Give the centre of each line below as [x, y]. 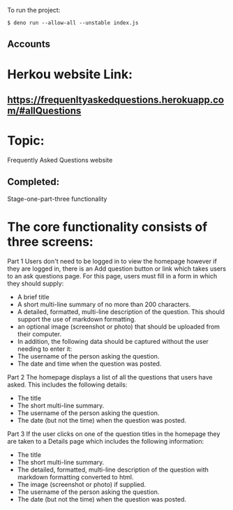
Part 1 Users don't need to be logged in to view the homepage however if [112, 261]
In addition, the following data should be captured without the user [113, 341]
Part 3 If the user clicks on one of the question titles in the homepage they [114, 434]
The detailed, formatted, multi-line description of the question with [113, 470]
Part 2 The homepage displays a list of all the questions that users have [110, 377]
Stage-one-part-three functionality [57, 199]
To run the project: [34, 10]
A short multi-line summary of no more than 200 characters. [104, 304]
